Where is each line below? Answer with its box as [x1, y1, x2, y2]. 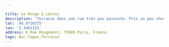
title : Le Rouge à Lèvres [5, 11, 59, 16]
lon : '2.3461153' [5, 25, 42, 30]
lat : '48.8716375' [5, 21, 44, 26]
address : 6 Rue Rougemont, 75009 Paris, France [5, 30, 107, 35]
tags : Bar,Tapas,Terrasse [5, 35, 59, 40]
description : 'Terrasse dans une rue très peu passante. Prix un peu [5, 16, 154, 21]
